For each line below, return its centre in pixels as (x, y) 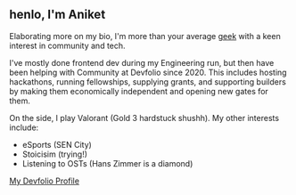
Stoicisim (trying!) (54, 154)
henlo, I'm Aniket (58, 15)
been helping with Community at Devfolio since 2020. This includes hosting (148, 72)
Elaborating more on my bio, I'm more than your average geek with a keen (145, 36)
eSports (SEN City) (57, 144)
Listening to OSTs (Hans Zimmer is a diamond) (107, 163)
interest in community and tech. (68, 45)
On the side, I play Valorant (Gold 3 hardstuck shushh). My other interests (144, 118)
